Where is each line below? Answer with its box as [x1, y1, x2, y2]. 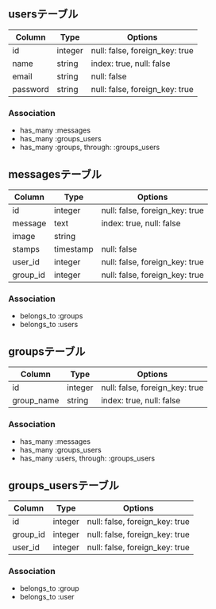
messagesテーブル [8, 168, 102, 181]
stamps [12, 243, 40, 254]
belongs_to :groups [19, 311, 83, 321]
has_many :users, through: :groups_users [19, 453, 156, 463]
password [12, 83, 49, 94]
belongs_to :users [19, 320, 79, 330]
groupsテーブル [8, 345, 86, 358]
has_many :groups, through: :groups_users [19, 142, 160, 152]
